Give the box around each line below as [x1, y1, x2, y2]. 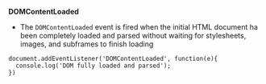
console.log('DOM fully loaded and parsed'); [15, 62, 172, 70]
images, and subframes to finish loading [19, 39, 154, 49]
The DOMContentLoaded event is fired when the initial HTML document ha [19, 22, 258, 31]
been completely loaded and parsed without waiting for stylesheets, [19, 31, 247, 40]
